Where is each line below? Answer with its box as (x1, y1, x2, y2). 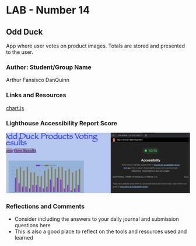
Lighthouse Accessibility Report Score (6, 119, 118, 127)
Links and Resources (6, 91, 66, 100)
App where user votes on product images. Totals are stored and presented (6, 42, 185, 49)
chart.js (6, 104, 24, 111)
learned (14, 234, 33, 241)
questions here (14, 222, 51, 229)
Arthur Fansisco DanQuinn (6, 77, 70, 84)
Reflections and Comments (6, 202, 85, 210)
